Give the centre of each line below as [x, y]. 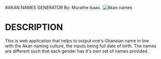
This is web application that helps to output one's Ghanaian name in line [77, 40]
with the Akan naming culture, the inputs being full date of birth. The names [81, 46]
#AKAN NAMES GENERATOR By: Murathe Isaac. [53, 8]
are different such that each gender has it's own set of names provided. [77, 51]
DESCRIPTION [34, 27]
